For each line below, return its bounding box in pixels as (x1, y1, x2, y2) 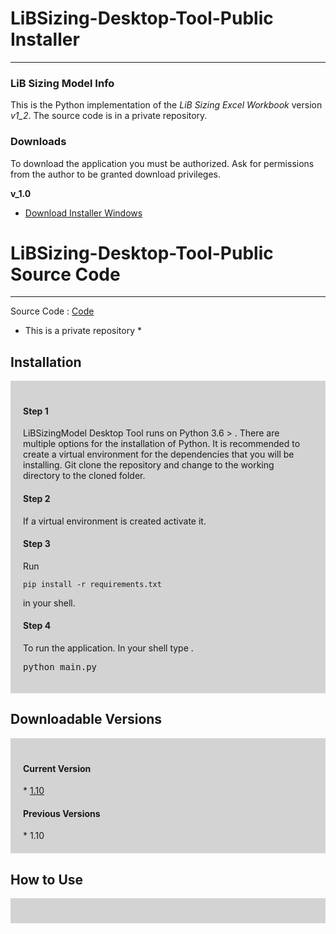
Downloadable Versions (10, 711, 163, 728)
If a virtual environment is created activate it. (23, 515, 207, 527)
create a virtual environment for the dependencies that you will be (23, 448, 295, 461)
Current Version (23, 762, 92, 774)
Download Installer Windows (24, 207, 143, 219)
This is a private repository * (24, 325, 143, 337)
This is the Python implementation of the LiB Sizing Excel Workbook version (10, 99, 323, 111)
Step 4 (23, 620, 52, 632)
